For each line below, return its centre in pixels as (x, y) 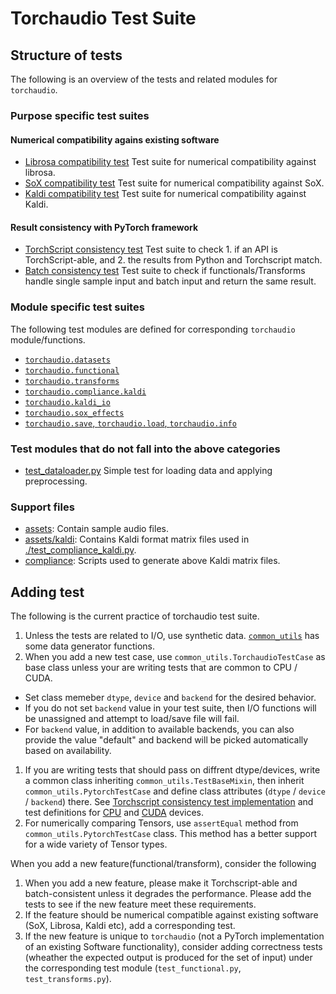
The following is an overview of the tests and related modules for (144, 79)
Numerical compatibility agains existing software (115, 139)
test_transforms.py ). (68, 979)
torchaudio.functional (72, 370)
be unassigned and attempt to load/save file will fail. (132, 719)
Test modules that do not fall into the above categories (145, 449)
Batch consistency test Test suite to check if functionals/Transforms (165, 271)
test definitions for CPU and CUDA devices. (114, 813)
